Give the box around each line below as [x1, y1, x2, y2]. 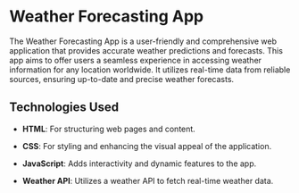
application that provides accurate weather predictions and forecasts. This [9, 45, 284, 55]
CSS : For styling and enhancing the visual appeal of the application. [21, 140, 272, 151]
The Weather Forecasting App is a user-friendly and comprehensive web [9, 36, 278, 46]
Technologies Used [9, 100, 119, 115]
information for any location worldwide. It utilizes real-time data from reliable [9, 64, 291, 75]
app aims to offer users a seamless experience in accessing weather [9, 55, 262, 65]
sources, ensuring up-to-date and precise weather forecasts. [9, 73, 235, 84]
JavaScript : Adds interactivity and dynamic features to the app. [21, 158, 257, 169]
